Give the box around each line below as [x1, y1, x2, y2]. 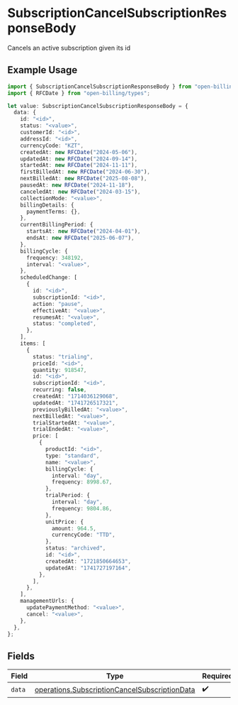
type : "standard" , [45, 452, 100, 459]
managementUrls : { [20, 598, 74, 605]
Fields [7, 650, 35, 662]
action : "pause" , [33, 300, 84, 307]
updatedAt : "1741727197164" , [45, 564, 132, 572]
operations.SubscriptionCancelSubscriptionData [34, 684, 195, 694]
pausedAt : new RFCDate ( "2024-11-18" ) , [20, 182, 135, 189]
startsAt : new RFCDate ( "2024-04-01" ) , [25, 228, 141, 235]
